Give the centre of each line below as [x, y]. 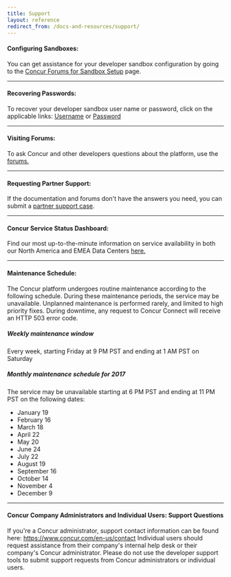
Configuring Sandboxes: [43, 48]
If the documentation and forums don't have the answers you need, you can [114, 199]
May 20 [28, 442]
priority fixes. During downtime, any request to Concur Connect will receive [114, 311]
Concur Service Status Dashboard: [58, 228]
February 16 [34, 420]
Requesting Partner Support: [49, 183]
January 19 [33, 412]
